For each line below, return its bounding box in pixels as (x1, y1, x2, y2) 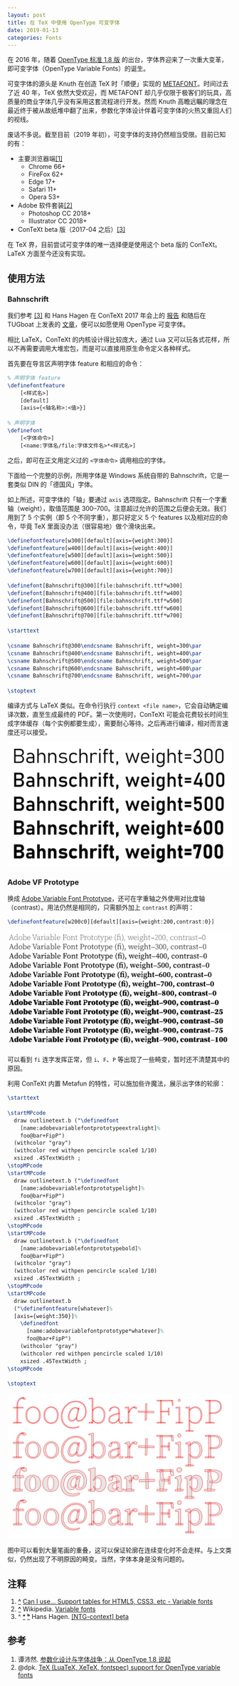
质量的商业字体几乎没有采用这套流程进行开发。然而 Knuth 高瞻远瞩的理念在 (7, 97, 228, 106)
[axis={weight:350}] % (14, 1312, 78, 1319)
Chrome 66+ (28, 163, 66, 171)
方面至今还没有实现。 (27, 250, 90, 258)
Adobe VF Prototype (7, 877, 80, 887)
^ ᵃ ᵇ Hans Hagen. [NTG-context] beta (17, 1613, 129, 1621)
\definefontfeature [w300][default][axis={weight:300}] (7, 537, 174, 544)
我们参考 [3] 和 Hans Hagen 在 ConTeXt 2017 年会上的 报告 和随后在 (7, 311, 206, 320)
